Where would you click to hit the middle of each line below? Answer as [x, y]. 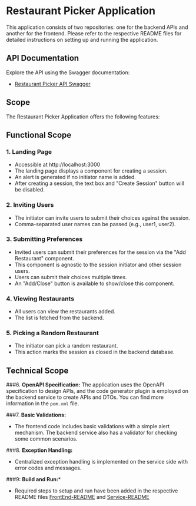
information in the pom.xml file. [43, 404]
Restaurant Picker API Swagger [53, 84]
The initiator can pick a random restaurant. [66, 346]
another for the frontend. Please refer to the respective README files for [94, 33]
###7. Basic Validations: [36, 415]
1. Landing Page [29, 151]
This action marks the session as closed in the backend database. [94, 352]
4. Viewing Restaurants [40, 299]
